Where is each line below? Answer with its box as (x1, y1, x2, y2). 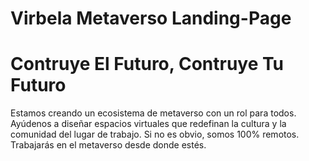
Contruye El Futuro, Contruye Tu (10, 53, 285, 76)
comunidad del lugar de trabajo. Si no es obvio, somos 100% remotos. (10, 128, 300, 141)
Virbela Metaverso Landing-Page (10, 7, 292, 30)
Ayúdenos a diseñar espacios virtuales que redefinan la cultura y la (10, 118, 287, 130)
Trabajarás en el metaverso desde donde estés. (10, 139, 207, 151)
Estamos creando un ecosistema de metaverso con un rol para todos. (10, 107, 297, 119)
